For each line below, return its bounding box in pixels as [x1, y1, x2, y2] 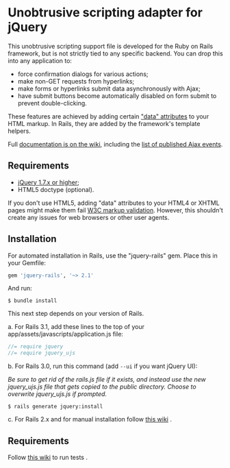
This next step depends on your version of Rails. [8, 310, 144, 318]
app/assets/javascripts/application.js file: [8, 330, 124, 338]
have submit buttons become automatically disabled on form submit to [17, 91, 217, 100]
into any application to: [8, 56, 73, 64]
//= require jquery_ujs [8, 349, 76, 357]
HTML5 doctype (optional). [17, 185, 94, 193]
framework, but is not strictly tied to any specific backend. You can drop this [8, 49, 223, 58]
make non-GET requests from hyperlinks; [17, 77, 135, 85]
